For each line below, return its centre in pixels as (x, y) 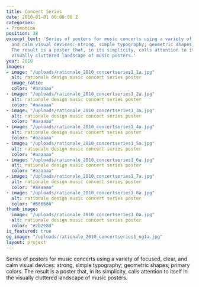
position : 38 (22, 34)
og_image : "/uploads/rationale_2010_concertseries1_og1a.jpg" (84, 237)
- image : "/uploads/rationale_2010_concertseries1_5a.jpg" (81, 143)
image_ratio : (28, 83)
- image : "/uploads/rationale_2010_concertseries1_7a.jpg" (81, 177)
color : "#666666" (33, 204)
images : (16, 66)
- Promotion (21, 28)
